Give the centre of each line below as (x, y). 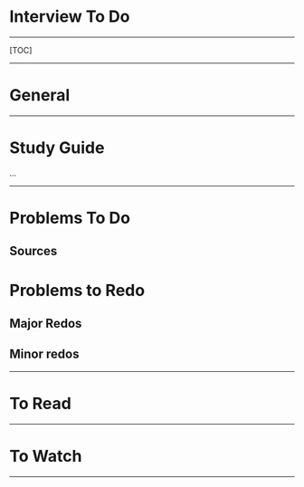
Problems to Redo (77, 290)
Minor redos (44, 354)
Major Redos (46, 323)
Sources (33, 251)
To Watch (46, 456)
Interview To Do (70, 17)
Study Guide (57, 148)
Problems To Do (70, 218)
